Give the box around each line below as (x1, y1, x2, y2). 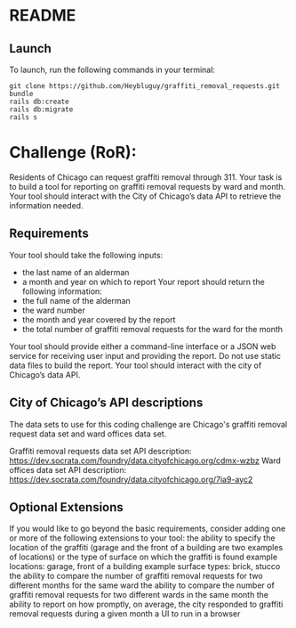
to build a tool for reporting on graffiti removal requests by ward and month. (9, 181, 286, 192)
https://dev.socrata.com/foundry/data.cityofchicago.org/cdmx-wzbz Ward (9, 455, 282, 466)
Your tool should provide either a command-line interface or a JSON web (9, 340, 276, 352)
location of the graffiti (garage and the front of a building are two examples (9, 542, 284, 553)
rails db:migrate (9, 105, 74, 114)
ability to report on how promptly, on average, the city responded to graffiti (9, 599, 284, 610)
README (9, 5, 76, 26)
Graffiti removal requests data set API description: (9, 445, 193, 456)
